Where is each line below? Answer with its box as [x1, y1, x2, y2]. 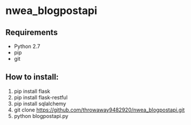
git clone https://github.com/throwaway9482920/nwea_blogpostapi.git [13, 106, 185, 113]
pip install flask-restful [13, 93, 68, 100]
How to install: [5, 72, 59, 82]
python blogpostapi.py [13, 112, 68, 119]
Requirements [5, 27, 58, 37]
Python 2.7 [13, 43, 40, 50]
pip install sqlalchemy [13, 100, 67, 107]
